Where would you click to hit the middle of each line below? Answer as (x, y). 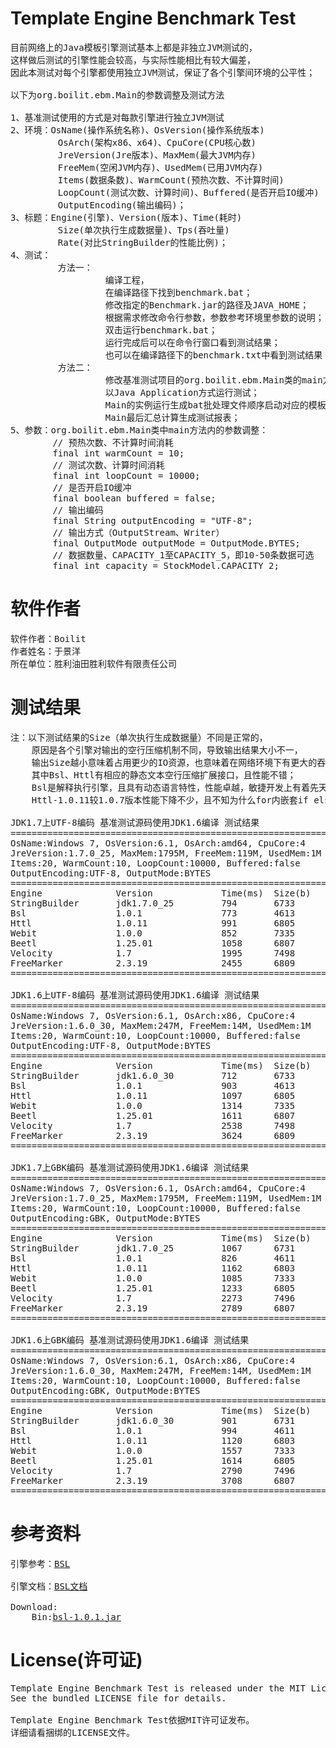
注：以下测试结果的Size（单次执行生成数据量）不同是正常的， (139, 737)
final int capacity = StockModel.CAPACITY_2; (166, 565)
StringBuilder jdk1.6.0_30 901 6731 (153, 1420)
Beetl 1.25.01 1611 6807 (153, 1115)
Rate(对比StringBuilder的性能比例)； (143, 242)
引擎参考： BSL (40, 1563)
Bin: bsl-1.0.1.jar (76, 1616)
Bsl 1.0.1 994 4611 (153, 1430)
